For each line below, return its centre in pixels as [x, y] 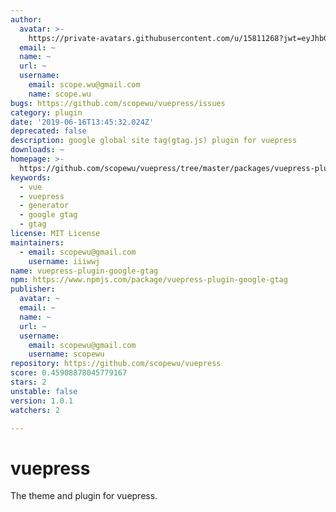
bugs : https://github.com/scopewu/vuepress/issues [118, 103]
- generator [44, 206]
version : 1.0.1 [42, 401]
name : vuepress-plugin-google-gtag [84, 271]
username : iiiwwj [64, 261]
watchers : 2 [35, 410]
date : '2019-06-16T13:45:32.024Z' [82, 122]
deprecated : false [48, 131]
